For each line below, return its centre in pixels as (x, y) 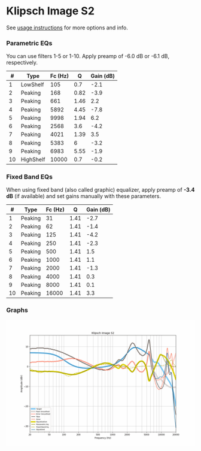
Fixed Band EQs (29, 177)
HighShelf (33, 159)
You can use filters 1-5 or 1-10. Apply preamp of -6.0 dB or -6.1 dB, (88, 56)
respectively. (22, 63)
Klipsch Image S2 (50, 11)
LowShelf (32, 84)
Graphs (17, 310)
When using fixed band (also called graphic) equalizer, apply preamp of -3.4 (101, 190)
